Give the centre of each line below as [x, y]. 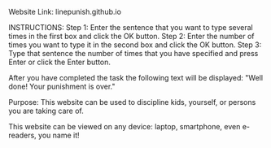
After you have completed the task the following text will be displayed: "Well [135, 78]
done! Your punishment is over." [62, 86]
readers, [22, 135]
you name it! [59, 135]
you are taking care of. [46, 111]
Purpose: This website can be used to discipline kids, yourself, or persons [132, 102]
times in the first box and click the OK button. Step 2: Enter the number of [131, 36]
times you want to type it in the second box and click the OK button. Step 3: [135, 45]
